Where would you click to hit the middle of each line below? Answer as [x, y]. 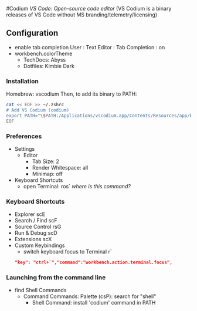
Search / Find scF [36, 221]
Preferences [24, 136]
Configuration [32, 33]
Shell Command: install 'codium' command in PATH [94, 303]
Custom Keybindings [40, 245]
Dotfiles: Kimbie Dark [49, 66]
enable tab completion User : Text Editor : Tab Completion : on [90, 47]
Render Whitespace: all [60, 167]
